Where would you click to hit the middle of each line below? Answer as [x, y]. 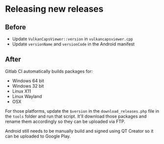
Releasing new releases [54, 9]
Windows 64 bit [28, 81]
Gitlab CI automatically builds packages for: [49, 71]
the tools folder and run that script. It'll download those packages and [76, 116]
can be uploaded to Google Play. [38, 136]
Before [15, 27]
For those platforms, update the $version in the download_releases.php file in [82, 111]
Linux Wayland [27, 96]
